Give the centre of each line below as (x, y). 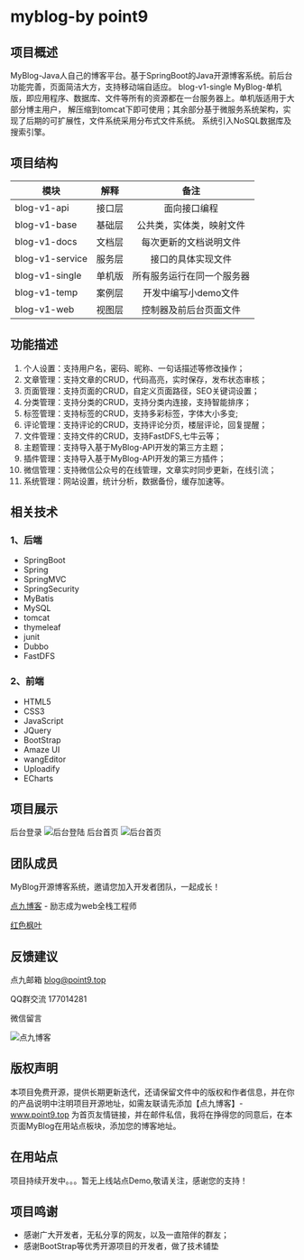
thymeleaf (42, 627)
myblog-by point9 (79, 17)
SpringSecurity (51, 589)
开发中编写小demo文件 (191, 292)
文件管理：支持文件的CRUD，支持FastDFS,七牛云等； (122, 436)
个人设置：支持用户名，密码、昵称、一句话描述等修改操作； (134, 368)
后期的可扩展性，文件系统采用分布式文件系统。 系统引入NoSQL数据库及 (159, 120)
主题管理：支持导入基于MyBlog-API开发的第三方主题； (124, 447)
